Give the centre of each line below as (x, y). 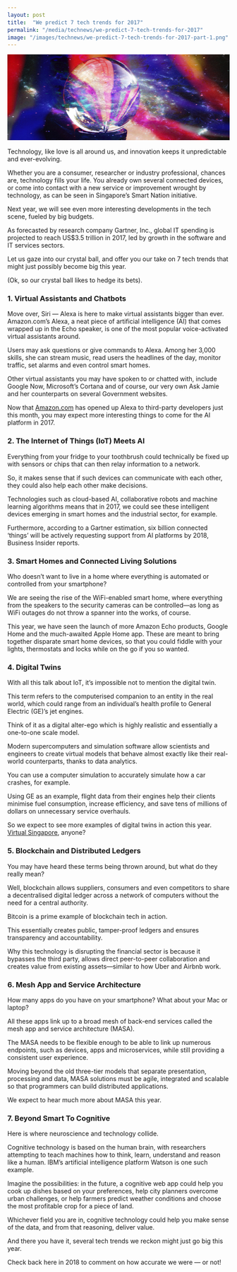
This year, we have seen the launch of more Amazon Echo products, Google (118, 626)
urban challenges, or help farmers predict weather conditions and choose (114, 1198)
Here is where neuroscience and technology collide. (83, 1134)
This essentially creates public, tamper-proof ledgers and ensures (103, 930)
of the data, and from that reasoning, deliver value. (81, 1227)
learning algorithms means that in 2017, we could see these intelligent (108, 507)
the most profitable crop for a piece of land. (71, 1206)
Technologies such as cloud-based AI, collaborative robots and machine (113, 499)
